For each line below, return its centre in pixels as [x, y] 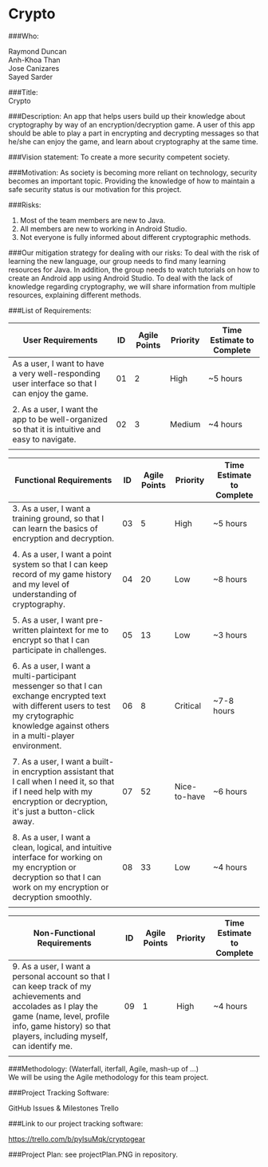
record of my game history [62, 574]
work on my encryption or [61, 887]
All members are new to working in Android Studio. [103, 229]
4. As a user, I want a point [62, 554]
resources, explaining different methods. [75, 295]
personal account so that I [61, 976]
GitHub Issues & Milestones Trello [64, 1108]
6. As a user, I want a [51, 666]
